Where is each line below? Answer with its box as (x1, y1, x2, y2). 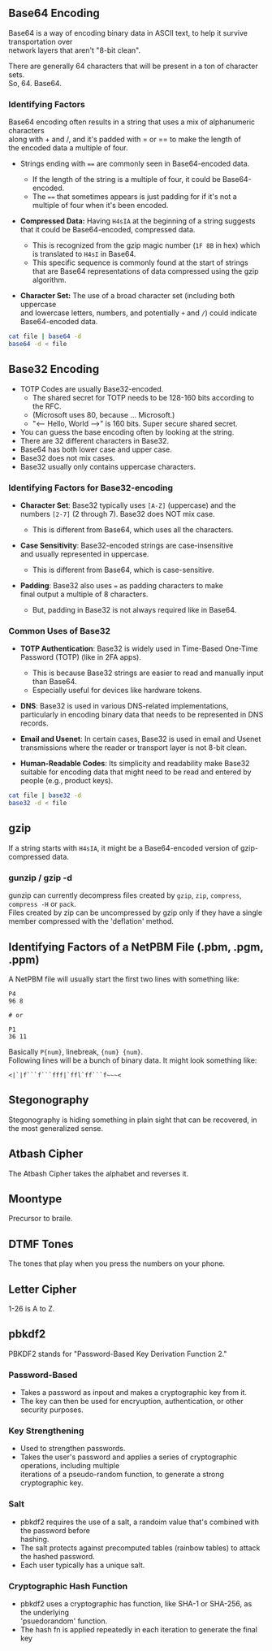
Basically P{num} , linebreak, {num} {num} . (8, 1046, 144, 1056)
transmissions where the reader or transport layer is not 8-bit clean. (19, 743, 248, 752)
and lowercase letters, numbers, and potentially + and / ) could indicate (19, 308, 257, 318)
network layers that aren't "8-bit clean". (8, 45, 140, 55)
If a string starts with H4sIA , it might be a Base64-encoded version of (8, 843, 240, 852)
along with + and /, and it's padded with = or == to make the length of (8, 134, 241, 145)
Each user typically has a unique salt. (19, 1560, 145, 1570)
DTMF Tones (8, 1237, 74, 1250)
